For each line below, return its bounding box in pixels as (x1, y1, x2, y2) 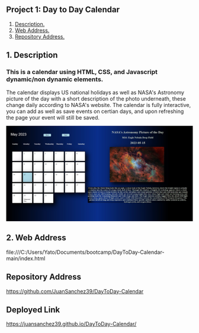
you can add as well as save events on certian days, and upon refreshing (6, 108, 184, 115)
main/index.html (6, 254, 46, 262)
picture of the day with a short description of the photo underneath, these (6, 95, 187, 102)
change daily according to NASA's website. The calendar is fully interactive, (6, 101, 191, 108)
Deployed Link (6, 305, 60, 315)
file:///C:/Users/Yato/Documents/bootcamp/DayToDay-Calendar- (6, 248, 165, 256)
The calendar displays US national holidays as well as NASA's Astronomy (6, 89, 185, 96)
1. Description (6, 50, 58, 60)
